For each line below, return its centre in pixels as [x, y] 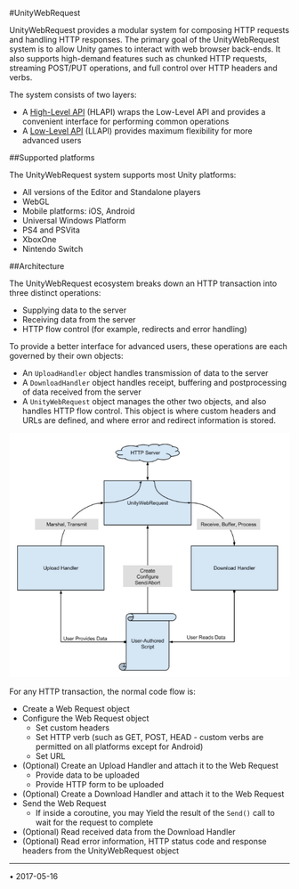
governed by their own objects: [66, 356]
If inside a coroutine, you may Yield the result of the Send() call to [155, 813]
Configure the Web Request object [85, 718]
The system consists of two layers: [73, 94]
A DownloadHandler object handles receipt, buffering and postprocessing [154, 383]
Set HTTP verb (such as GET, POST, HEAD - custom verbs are [149, 738]
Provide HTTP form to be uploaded [100, 785]
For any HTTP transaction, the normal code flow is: [102, 692]
